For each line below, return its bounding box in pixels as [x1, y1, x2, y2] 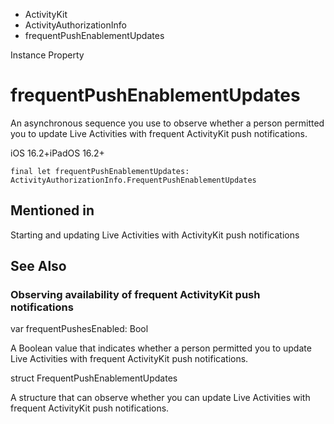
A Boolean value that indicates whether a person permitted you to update [10, 342, 312, 354]
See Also [10, 258, 67, 275]
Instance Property [10, 49, 85, 61]
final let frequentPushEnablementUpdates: [10, 166, 190, 176]
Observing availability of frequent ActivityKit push [10, 288, 261, 302]
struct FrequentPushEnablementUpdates [10, 372, 178, 384]
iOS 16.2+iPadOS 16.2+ [10, 147, 105, 159]
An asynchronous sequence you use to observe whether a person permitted [10, 117, 325, 129]
